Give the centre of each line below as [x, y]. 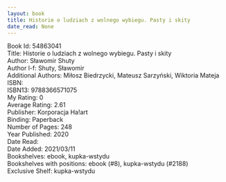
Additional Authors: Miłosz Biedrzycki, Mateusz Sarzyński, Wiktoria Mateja [113, 75]
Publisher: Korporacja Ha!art [47, 112]
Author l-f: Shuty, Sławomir [46, 68]
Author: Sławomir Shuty [41, 61]
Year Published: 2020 [38, 134]
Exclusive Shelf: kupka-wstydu [51, 171]
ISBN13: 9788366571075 [42, 90]
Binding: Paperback [35, 120]
